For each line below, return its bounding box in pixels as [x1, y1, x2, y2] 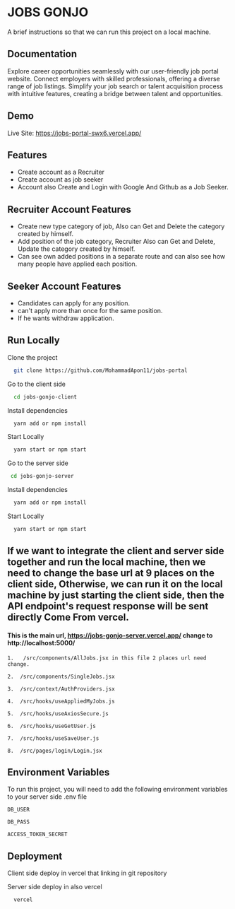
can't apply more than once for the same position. [17, 307, 163, 315]
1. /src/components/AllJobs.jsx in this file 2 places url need [7, 655, 207, 662]
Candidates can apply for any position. [17, 299, 131, 307]
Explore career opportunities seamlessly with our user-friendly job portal [7, 66, 219, 75]
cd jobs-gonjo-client [13, 393, 78, 400]
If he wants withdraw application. [17, 314, 114, 322]
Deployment [7, 850, 63, 862]
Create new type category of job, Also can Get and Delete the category [17, 222, 225, 230]
